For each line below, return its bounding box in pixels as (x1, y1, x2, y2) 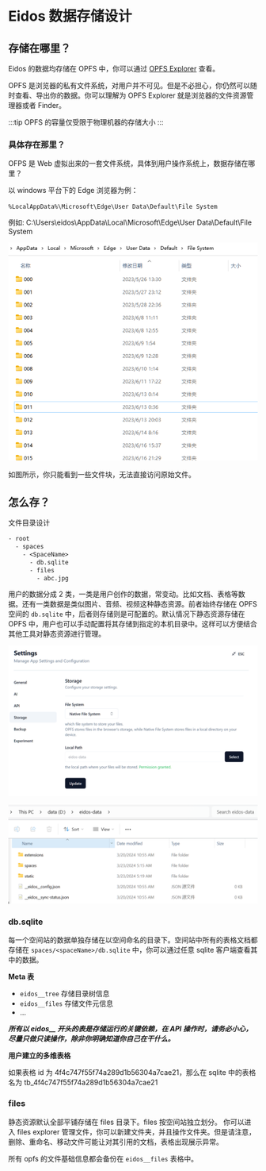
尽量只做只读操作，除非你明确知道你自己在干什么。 (8, 1034, 175, 1044)
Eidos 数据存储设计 (8, 7, 132, 25)
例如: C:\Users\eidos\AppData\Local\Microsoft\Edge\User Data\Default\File (8, 218, 252, 227)
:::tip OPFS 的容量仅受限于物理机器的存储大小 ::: (8, 117, 164, 127)
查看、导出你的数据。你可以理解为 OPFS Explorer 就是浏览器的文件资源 (14, 91, 247, 100)
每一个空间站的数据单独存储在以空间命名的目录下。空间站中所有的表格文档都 (8, 935, 258, 945)
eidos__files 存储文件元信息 (19, 999, 113, 1008)
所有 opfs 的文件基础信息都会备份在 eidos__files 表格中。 (8, 1154, 198, 1163)
